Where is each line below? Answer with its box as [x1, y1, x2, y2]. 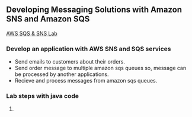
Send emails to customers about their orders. [14, 58, 126, 65]
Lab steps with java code [6, 92, 79, 100]
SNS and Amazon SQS [6, 14, 90, 24]
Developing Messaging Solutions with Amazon [6, 5, 183, 15]
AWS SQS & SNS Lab [6, 30, 57, 37]
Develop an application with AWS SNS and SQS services [6, 45, 171, 53]
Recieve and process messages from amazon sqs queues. [14, 77, 158, 84]
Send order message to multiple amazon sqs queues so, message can [14, 65, 187, 72]
